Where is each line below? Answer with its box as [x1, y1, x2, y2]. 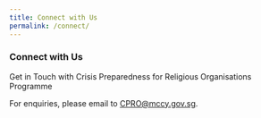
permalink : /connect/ [9, 21, 90, 30]
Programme [9, 80, 53, 91]
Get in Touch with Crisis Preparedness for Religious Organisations [9, 71, 252, 81]
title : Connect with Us [9, 13, 98, 22]
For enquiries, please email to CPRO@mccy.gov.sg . [9, 97, 198, 108]
